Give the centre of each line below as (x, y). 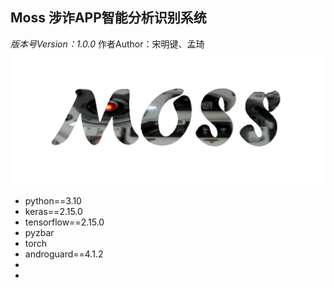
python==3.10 (53, 200)
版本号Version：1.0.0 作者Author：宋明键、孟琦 (107, 44)
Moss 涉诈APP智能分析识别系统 (108, 18)
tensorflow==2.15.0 (64, 222)
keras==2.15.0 (53, 211)
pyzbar (39, 232)
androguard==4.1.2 (64, 254)
